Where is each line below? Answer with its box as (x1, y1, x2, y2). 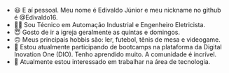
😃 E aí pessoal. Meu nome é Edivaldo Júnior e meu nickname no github (13, 6, 222, 14)
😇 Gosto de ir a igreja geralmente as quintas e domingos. (13, 28, 181, 36)
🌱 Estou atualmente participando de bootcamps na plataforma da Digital (13, 43, 222, 51)
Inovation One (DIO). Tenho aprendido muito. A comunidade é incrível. (13, 50, 217, 58)
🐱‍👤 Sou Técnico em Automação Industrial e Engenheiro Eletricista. (13, 21, 205, 29)
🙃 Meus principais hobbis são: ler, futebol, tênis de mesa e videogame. (13, 35, 221, 44)
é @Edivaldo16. (13, 13, 58, 22)
